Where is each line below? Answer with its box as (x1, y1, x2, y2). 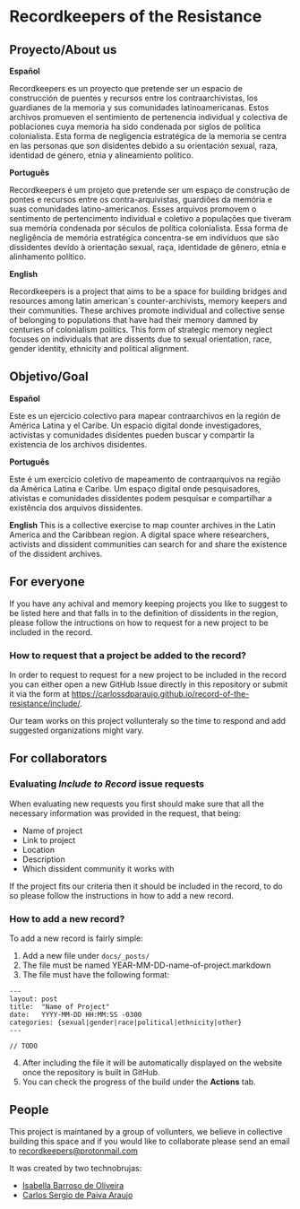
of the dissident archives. (9, 548, 103, 559)
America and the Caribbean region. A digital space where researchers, (9, 529, 270, 540)
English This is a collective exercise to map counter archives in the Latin (9, 519, 276, 530)
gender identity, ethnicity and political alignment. (9, 344, 190, 353)
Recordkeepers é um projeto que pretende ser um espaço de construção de (9, 185, 290, 195)
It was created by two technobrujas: (9, 1162, 142, 1173)
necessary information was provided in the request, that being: (9, 807, 242, 818)
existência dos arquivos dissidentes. (9, 502, 143, 513)
